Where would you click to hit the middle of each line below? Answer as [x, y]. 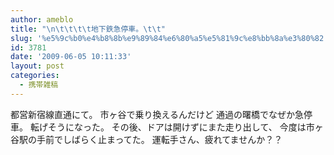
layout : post [37, 66]
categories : [35, 76]
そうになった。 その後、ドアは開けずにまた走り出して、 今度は [177, 127]
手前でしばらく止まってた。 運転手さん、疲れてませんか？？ [159, 139]
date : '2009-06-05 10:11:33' [71, 57]
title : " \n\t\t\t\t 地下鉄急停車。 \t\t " [88, 29]
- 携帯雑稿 [39, 85]
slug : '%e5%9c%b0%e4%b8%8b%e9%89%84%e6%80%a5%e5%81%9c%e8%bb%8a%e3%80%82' [169, 38]
